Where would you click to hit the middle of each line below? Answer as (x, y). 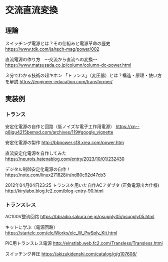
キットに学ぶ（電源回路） (31, 227)
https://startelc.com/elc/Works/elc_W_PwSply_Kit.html (61, 233)
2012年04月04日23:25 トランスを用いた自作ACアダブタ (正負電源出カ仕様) (82, 185)
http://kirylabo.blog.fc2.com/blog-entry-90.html (54, 191)
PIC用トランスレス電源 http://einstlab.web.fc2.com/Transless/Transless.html (84, 243)
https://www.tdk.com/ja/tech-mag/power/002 (52, 49)
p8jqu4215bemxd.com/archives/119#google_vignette (59, 132)
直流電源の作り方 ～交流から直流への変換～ (51, 59)
